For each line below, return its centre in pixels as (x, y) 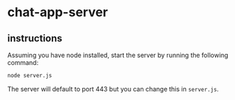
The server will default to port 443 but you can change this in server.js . (113, 89)
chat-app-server (58, 12)
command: (23, 63)
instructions (35, 38)
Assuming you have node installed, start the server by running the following (118, 55)
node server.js (30, 75)
